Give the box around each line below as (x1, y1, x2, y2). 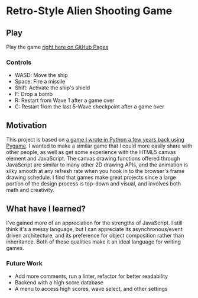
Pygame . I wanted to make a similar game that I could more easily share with (6, 142, 193, 149)
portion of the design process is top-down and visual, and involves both (6, 180, 181, 187)
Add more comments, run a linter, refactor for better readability (14, 273, 168, 280)
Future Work (6, 259, 43, 267)
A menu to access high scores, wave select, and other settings (14, 286, 168, 293)
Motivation (6, 120, 47, 130)
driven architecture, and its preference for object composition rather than (6, 232, 184, 239)
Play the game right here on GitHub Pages (6, 43, 109, 50)
